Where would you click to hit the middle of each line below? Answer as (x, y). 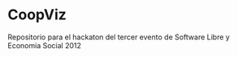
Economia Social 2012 (45, 45)
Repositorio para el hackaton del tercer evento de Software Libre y (119, 37)
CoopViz (37, 15)
